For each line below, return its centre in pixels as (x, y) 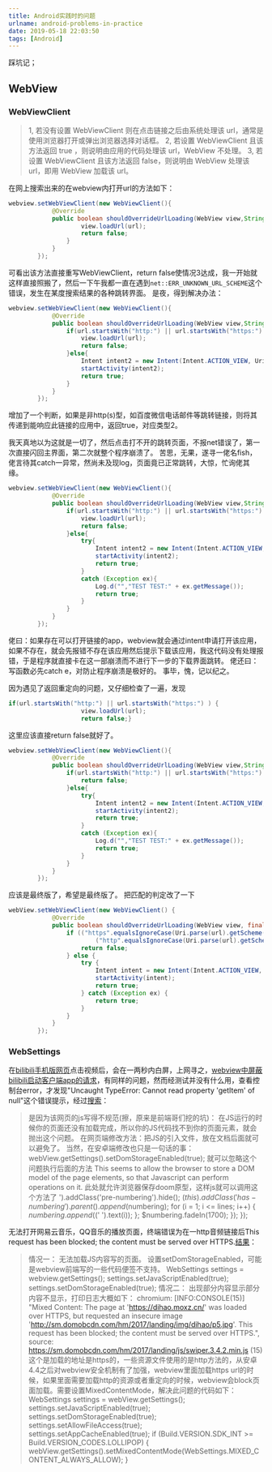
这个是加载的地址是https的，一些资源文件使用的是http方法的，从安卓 (142, 1360)
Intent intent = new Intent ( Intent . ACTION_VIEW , (179, 971)
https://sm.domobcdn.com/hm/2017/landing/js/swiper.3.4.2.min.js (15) (145, 1350)
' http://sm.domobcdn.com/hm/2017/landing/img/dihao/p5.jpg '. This (140, 1324)
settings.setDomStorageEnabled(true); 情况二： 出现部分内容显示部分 (144, 1288)
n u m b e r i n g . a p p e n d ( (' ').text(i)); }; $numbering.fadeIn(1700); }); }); (138, 1215)
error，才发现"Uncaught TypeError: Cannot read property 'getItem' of (138, 1090)
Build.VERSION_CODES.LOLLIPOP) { (89, 1443)
